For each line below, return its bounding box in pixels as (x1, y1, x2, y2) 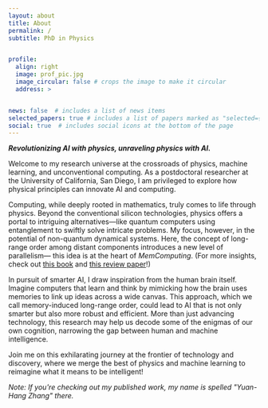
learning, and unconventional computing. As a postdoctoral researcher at (8, 167, 249, 177)
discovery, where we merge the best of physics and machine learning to (8, 358, 246, 368)
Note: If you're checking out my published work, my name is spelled (8, 382, 232, 392)
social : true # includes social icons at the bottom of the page (8, 122, 234, 130)
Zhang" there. (27, 391, 74, 401)
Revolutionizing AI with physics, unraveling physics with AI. (8, 143, 211, 153)
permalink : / (8, 26, 52, 34)
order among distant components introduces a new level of (29, 242, 223, 252)
